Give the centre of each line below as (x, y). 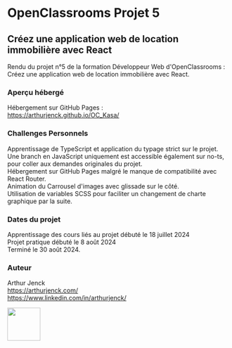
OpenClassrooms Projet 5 (84, 13)
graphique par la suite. (40, 201)
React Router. (27, 179)
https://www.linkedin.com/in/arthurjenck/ (67, 298)
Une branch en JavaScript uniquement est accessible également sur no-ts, (116, 156)
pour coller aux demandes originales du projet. (75, 164)
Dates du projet (34, 219)
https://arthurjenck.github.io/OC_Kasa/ (63, 115)
